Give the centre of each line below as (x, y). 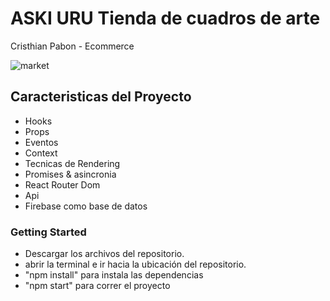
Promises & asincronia (70, 174)
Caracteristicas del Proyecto (101, 97)
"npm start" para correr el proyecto (97, 286)
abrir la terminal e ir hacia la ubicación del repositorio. (135, 264)
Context (41, 153)
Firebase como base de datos (86, 206)
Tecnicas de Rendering (72, 163)
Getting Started (48, 232)
